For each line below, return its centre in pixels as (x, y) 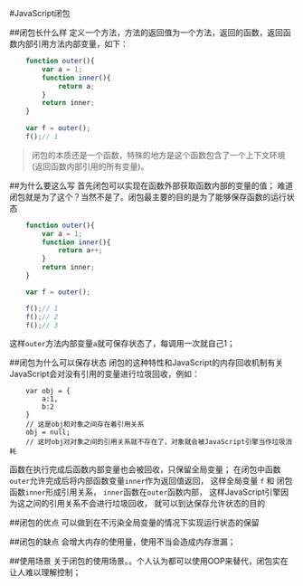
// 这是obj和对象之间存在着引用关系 (85, 425)
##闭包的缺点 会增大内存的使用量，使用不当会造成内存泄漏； (123, 542)
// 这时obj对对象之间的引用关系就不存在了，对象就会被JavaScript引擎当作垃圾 (156, 442)
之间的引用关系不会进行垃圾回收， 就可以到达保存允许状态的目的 (145, 504)
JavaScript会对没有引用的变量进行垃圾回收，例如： (105, 374)
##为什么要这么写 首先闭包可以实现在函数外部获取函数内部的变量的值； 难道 (151, 185)
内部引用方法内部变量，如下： (72, 44)
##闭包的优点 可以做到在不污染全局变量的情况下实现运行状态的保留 (134, 523)
